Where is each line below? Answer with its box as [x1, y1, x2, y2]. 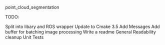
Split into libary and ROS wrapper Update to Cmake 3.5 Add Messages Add [5, 23, 160, 29]
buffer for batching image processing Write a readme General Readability [5, 29, 156, 34]
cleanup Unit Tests [5, 34, 44, 40]
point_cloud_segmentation [5, 4, 59, 10]
